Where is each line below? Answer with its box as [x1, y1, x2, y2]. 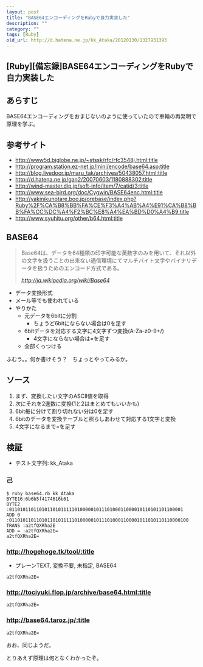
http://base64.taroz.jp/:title [6, 616, 90, 624]
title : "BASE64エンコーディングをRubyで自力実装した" [6, 15, 131, 21]
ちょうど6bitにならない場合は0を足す [33, 319, 126, 326]
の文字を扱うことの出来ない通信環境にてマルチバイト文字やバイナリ [21, 256, 192, 264]
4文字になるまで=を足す [15, 423, 76, 430]
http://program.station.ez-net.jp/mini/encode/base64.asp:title [15, 163, 170, 171]
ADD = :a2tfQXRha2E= [6, 528, 59, 534]
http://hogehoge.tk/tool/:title [6, 547, 95, 556]
